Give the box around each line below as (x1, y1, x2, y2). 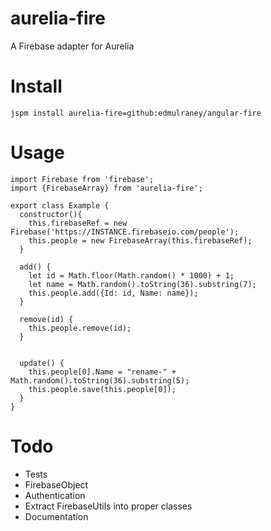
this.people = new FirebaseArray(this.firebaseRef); (28, 235, 253, 246)
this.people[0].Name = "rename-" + (28, 367, 177, 377)
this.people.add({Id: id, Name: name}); (28, 288, 199, 298)
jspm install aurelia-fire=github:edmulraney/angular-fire (10, 108, 262, 118)
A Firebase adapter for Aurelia (10, 40, 135, 52)
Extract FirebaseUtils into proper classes (24, 500, 193, 512)
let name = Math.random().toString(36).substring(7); (28, 279, 257, 289)
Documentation (24, 510, 89, 522)
